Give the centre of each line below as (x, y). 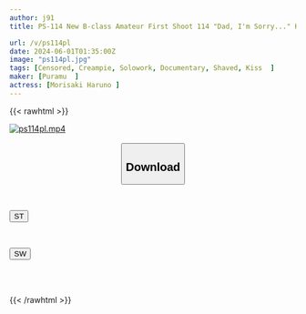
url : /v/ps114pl (40, 43)
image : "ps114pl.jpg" (51, 60)
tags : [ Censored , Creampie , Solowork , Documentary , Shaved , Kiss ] (142, 68)
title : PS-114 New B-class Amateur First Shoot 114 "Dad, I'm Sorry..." (150, 26)
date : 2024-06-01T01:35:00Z (63, 51)
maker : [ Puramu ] (44, 77)
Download (153, 167)
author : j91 (32, 18)
